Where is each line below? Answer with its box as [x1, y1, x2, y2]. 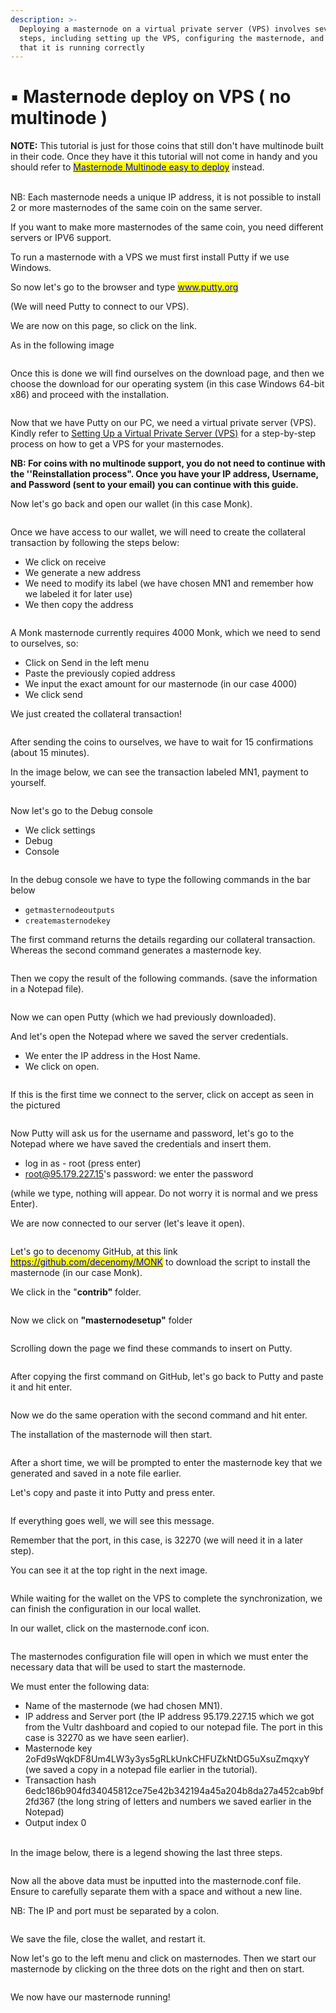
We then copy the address [24, 599, 134, 611]
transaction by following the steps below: [10, 537, 180, 549]
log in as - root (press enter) [24, 1157, 142, 1170]
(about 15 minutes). [10, 747, 90, 759]
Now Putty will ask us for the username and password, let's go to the [10, 1127, 295, 1140]
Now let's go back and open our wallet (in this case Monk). [10, 498, 253, 510]
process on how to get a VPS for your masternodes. [10, 438, 224, 450]
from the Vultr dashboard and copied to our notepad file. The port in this [24, 1721, 323, 1733]
